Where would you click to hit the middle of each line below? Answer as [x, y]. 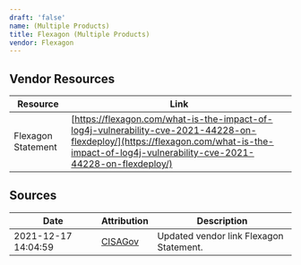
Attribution [125, 220]
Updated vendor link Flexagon [220, 235]
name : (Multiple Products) [60, 26]
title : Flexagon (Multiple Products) [80, 34]
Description [222, 220]
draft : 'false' [38, 17]
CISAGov [120, 241]
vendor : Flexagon [42, 43]
